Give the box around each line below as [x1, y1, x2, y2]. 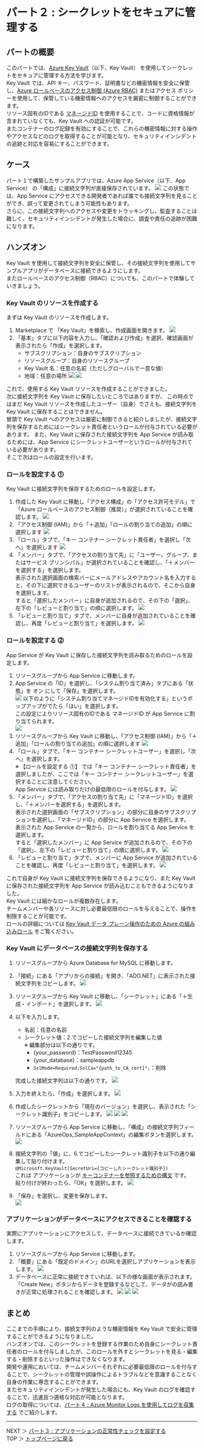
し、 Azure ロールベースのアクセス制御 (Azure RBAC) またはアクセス [6, 87, 177, 94]
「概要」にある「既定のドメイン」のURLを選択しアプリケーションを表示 [15, 1258, 196, 1265]
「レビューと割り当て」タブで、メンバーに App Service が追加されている [15, 853, 198, 861]
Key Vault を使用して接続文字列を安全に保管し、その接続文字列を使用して [6, 259, 191, 266]
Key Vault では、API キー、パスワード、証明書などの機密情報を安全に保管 [6, 80, 190, 86]
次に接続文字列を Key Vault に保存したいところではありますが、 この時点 [6, 393, 189, 400]
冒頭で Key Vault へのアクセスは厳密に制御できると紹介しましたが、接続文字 [6, 415, 197, 422]
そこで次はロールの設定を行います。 [6, 453, 97, 461]
